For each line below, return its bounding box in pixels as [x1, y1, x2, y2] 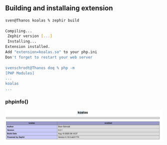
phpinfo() [5, 98, 28, 105]
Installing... [7, 39, 37, 44]
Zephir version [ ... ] [7, 33, 52, 39]
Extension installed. [5, 44, 50, 49]
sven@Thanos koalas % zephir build [5, 17, 79, 23]
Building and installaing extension [5, 4, 113, 12]
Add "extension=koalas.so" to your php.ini [5, 49, 97, 54]
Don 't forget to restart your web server [5, 54, 93, 59]
